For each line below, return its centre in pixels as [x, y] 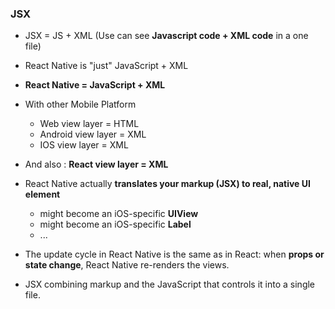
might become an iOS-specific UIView [119, 214]
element [42, 194]
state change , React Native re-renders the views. [127, 265]
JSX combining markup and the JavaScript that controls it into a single [170, 284]
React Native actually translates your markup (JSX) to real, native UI [167, 184]
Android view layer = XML [93, 134]
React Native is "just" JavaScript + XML [106, 66]
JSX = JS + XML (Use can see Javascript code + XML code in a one [166, 36]
